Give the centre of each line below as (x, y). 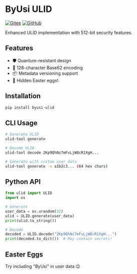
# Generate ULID (22, 135)
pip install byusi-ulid (30, 107)
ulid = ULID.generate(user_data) (40, 216)
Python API (23, 182)
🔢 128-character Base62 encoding (48, 68)
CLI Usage (21, 123)
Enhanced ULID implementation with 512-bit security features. (69, 32)
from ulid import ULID (29, 193)
